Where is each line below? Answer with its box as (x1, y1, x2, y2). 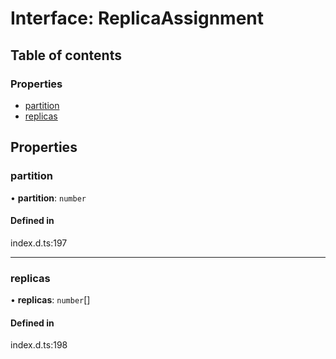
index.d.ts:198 (10, 339, 68, 351)
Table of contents (10, 47, 122, 64)
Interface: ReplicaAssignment (10, 7, 265, 30)
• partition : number (10, 192, 87, 204)
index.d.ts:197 (10, 237, 68, 249)
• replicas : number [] (10, 294, 91, 306)
